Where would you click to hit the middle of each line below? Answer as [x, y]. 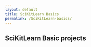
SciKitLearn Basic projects [45, 38]
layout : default [21, 9]
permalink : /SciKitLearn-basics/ [39, 18]
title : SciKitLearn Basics [32, 14]
